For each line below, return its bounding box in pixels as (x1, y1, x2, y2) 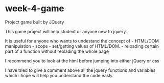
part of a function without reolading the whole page (5, 48, 109, 54)
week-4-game (5, 3, 65, 14)
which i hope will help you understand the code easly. (5, 72, 114, 78)
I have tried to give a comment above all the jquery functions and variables (5, 67, 156, 73)
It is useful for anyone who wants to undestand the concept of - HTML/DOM (5, 38, 159, 44)
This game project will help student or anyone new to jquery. (5, 28, 127, 34)
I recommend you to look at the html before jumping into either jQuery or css (5, 58, 160, 63)
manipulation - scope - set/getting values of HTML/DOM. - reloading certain (5, 43, 159, 49)
